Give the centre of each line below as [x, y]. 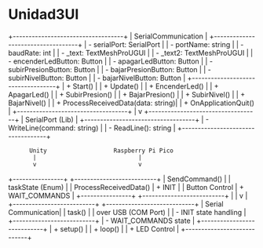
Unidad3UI [44, 15]
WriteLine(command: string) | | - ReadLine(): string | [92, 128]
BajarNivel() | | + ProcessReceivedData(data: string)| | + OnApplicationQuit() [131, 103]
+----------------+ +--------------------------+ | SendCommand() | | [120, 179]
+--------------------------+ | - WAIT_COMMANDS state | [101, 221]
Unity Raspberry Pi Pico [101, 151]
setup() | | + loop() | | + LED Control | [119, 228]
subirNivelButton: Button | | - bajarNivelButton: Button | [97, 78]
